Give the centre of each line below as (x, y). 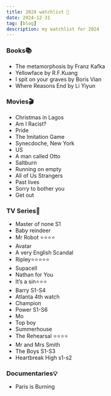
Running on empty (38, 169)
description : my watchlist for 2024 (53, 29)
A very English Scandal (44, 253)
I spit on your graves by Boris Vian (58, 79)
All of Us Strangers (39, 175)
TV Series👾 (23, 211)
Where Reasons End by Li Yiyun (55, 85)
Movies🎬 (20, 102)
